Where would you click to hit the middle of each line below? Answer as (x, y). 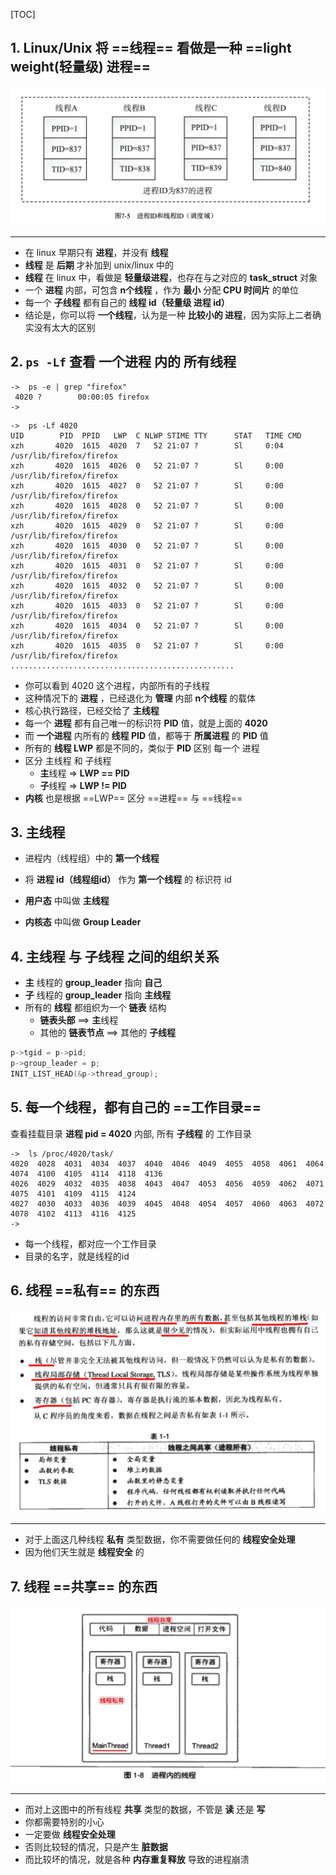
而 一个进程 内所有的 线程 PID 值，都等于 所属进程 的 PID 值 (146, 735)
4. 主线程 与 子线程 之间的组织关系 (115, 956)
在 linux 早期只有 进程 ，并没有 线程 (96, 252)
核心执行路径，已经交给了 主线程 (92, 710)
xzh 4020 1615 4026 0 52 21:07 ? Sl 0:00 (147, 465)
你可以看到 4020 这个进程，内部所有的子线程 (117, 685)
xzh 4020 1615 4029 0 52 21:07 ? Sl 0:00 (147, 525)
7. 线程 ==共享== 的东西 (84, 1586)
